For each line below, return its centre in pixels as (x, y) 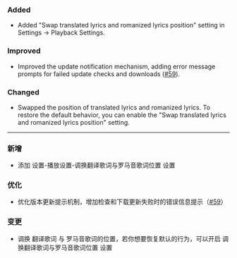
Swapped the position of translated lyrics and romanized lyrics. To (114, 107)
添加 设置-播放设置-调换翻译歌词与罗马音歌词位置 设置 (96, 165)
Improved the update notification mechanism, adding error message (116, 66)
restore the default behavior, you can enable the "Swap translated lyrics (122, 115)
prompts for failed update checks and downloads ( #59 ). (99, 74)
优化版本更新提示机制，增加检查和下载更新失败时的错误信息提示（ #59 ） (122, 202)
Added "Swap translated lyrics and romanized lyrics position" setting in (121, 25)
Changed (24, 92)
